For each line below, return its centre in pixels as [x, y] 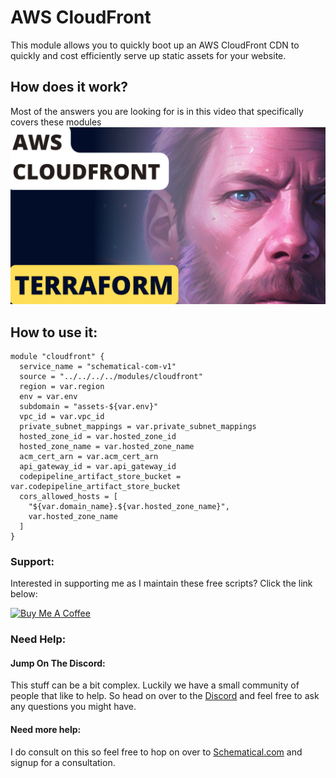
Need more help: [46, 730]
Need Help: [38, 639]
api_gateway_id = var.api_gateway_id [98, 467]
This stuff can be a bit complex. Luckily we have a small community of [155, 685]
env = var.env [48, 397]
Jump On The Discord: [58, 663]
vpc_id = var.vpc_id [62, 417]
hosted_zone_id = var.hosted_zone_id [98, 437]
